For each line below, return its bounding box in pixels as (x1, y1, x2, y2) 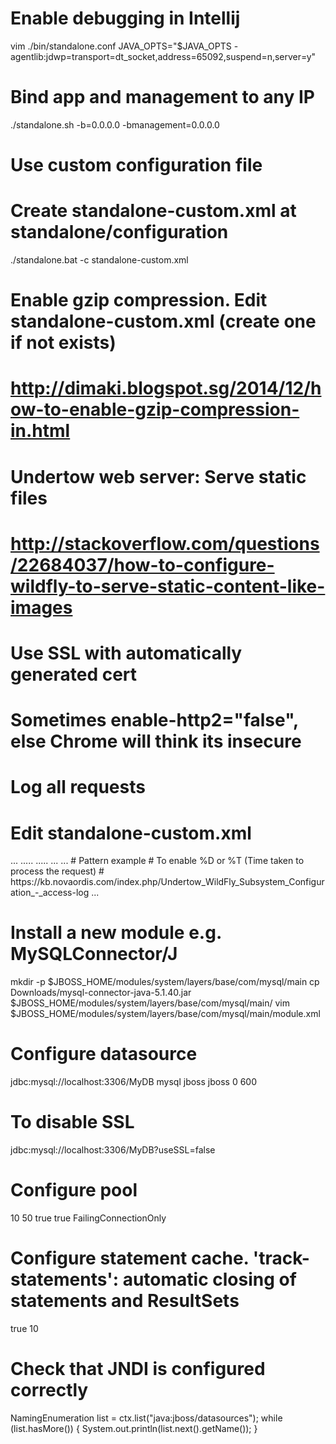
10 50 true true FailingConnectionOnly (10, 1212, 167, 1224)
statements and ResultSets (10, 1290, 240, 1312)
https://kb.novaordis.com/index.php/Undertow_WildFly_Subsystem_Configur (10, 876, 325, 888)
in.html (10, 420, 71, 442)
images (10, 596, 73, 619)
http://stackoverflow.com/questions (10, 532, 320, 555)
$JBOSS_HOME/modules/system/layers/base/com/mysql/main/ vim (10, 997, 290, 1009)
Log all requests (10, 776, 146, 799)
